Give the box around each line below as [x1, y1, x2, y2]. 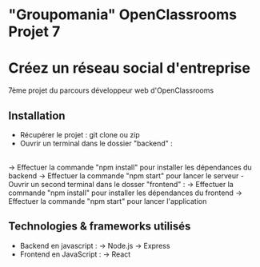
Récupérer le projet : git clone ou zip [19, 130, 140, 139]
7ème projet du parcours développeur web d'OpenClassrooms [8, 86, 214, 95]
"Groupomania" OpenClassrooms [8, 6, 238, 24]
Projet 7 [8, 22, 61, 41]
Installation [8, 109, 66, 122]
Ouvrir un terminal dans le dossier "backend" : [19, 138, 174, 148]
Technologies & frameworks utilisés [8, 220, 191, 233]
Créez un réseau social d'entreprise [8, 59, 250, 78]
